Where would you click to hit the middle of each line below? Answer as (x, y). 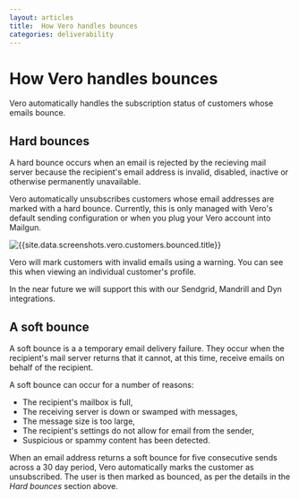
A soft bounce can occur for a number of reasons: (102, 384)
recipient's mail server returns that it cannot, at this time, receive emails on (147, 357)
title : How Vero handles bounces (74, 26)
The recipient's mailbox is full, (77, 402)
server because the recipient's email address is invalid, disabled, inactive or (149, 172)
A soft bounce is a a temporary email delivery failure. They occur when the (147, 348)
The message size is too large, (79, 421)
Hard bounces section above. (64, 486)
